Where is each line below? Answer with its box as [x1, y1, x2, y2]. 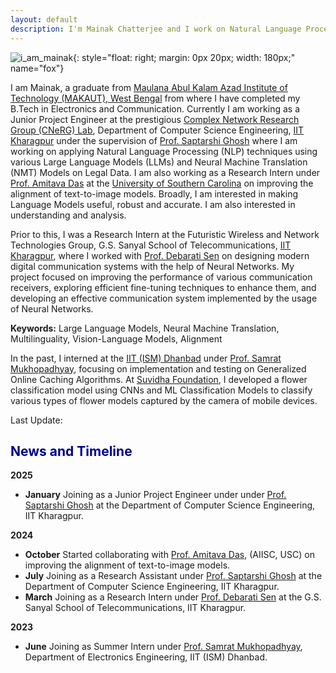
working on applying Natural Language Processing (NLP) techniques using [10, 145, 318, 157]
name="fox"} [10, 62, 65, 74]
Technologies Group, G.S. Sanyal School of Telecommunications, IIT [10, 239, 292, 251]
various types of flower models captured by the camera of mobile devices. [10, 394, 318, 406]
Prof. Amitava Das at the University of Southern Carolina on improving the [10, 177, 314, 189]
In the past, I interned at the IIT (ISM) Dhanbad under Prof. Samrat [10, 352, 282, 364]
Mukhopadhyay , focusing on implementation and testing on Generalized [10, 362, 307, 375]
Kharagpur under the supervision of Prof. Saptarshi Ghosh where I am [10, 134, 298, 146]
